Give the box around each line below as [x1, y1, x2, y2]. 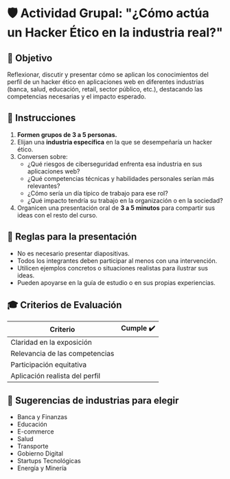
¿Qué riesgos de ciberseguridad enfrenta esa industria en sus [27, 160, 203, 168]
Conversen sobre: [16, 152, 68, 160]
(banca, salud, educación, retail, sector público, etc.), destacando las [7, 85, 203, 93]
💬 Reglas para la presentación [7, 231, 137, 243]
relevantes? [27, 182, 60, 190]
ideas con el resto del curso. [16, 211, 98, 219]
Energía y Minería [16, 464, 67, 472]
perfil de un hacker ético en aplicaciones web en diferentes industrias [7, 78, 205, 86]
